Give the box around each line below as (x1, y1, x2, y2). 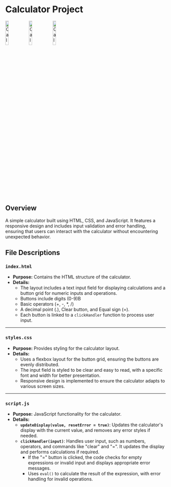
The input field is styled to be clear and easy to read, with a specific (20, 367, 163, 373)
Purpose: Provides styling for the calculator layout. (12, 345, 120, 351)
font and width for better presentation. (20, 372, 101, 378)
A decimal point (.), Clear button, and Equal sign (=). (20, 306, 130, 313)
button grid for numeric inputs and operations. (20, 290, 118, 296)
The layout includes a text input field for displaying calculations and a (20, 285, 166, 291)
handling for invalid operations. (27, 476, 93, 482)
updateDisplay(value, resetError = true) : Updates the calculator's (20, 422, 163, 428)
